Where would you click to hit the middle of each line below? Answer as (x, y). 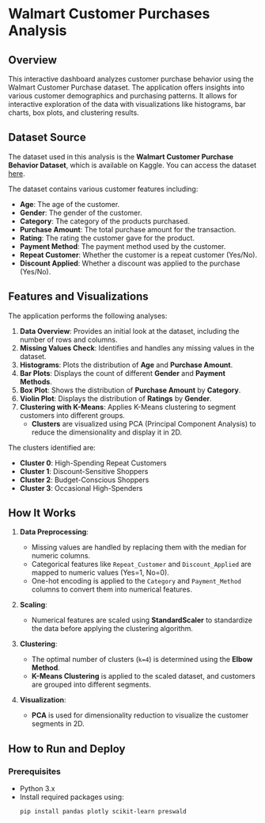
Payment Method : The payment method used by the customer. (123, 246)
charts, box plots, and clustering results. (74, 113)
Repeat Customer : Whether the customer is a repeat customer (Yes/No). (138, 255)
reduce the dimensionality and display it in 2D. (107, 432)
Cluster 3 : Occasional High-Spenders (81, 488)
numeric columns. (61, 556)
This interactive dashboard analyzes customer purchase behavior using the (131, 79)
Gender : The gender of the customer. (81, 212)
